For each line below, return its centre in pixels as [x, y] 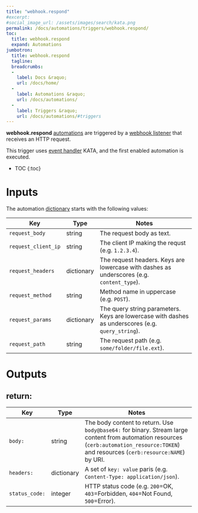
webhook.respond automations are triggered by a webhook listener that [94, 133]
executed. [18, 157]
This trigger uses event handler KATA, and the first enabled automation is [95, 151]
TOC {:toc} [28, 169]
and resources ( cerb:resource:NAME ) [135, 452]
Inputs [22, 192]
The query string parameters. [140, 309]
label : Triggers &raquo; [47, 111]
